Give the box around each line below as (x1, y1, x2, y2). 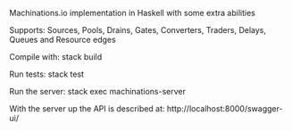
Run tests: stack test (9, 69, 85, 79)
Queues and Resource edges (9, 35, 116, 45)
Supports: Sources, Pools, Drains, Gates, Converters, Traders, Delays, (9, 25, 266, 35)
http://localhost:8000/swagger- (166, 103, 283, 114)
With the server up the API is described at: (9, 103, 165, 114)
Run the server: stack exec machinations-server (9, 86, 186, 96)
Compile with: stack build (9, 52, 103, 61)
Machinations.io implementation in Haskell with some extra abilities (9, 8, 256, 18)
